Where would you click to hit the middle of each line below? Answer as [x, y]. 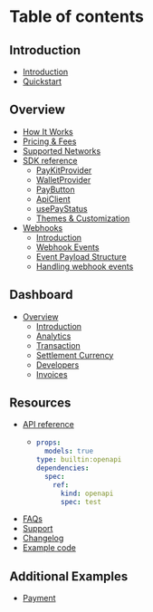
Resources [40, 403]
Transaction [58, 345]
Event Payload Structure [81, 256]
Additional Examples [69, 576]
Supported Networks [62, 150]
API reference [48, 425]
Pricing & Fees [49, 141]
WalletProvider [63, 179]
